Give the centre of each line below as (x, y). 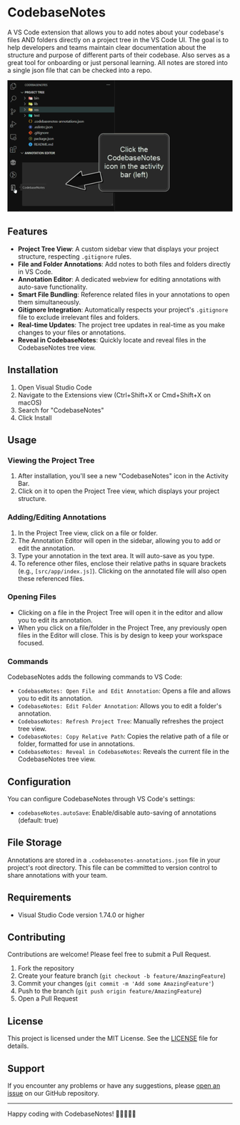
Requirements (39, 898)
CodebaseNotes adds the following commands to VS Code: (95, 677)
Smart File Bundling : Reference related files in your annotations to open (124, 294)
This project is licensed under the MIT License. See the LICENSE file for (113, 1039)
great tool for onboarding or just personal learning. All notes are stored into (118, 62)
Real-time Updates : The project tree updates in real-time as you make (121, 324)
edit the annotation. (46, 548)
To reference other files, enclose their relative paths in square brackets (122, 563)
